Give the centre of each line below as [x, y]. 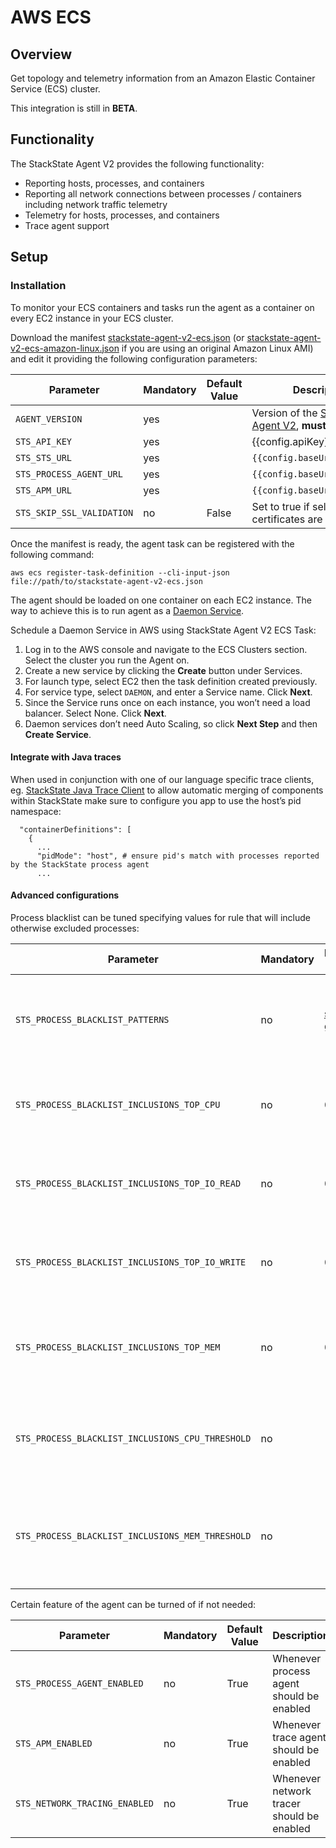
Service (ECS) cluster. [55, 89]
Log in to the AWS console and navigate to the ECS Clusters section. [166, 649]
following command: [52, 554]
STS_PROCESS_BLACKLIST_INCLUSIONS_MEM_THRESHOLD [133, 1535]
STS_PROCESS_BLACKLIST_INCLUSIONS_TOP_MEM [118, 1347]
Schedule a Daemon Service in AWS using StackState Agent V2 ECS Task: [163, 630]
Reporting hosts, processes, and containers [114, 183]
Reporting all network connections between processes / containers [163, 193]
